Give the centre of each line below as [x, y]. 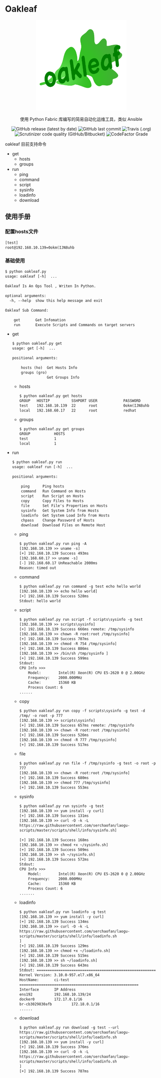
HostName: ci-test [44, 980]
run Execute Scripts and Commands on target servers [74, 325]
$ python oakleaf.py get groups [52, 429]
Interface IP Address [47, 989]
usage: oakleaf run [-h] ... [43, 467]
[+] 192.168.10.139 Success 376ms [54, 1047]
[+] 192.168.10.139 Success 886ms [54, 648]
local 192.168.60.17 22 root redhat [78, 410]
